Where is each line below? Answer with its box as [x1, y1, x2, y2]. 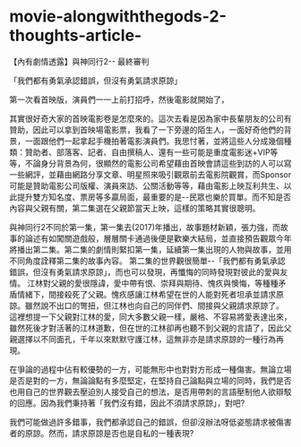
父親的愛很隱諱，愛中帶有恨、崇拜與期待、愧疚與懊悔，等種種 [50, 278, 279, 288]
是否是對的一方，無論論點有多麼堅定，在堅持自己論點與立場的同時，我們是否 [9, 374, 292, 386]
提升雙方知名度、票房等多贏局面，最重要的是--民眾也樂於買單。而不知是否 [16, 191, 291, 202]
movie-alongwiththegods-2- [9, 6, 227, 27]
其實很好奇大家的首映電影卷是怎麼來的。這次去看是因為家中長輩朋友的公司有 [9, 113, 292, 124]
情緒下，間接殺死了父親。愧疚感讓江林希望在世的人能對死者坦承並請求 [16, 288, 276, 299]
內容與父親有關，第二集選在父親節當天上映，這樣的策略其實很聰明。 [9, 202, 261, 213]
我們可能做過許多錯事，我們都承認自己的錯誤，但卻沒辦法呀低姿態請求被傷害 [9, 417, 292, 427]
